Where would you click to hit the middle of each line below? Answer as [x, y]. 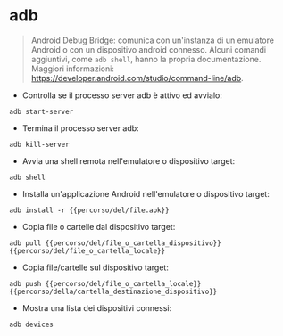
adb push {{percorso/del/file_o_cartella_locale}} [105, 283]
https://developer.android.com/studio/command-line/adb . [137, 78]
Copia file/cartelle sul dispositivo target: [96, 267]
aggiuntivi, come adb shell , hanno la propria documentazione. [146, 59]
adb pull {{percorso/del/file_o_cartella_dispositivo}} [115, 243]
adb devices [31, 324]
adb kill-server [39, 144]
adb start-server [42, 111]
